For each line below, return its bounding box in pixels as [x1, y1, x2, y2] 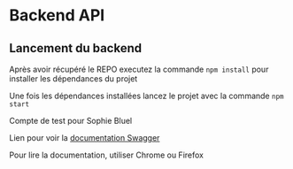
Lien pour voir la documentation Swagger [9, 133, 160, 142]
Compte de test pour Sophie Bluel [9, 116, 133, 126]
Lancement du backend [9, 41, 143, 56]
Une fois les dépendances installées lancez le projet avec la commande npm [9, 90, 284, 101]
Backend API [9, 5, 105, 26]
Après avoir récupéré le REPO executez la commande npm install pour [9, 64, 269, 74]
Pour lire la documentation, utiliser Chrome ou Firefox [9, 150, 204, 160]
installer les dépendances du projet [9, 73, 138, 84]
